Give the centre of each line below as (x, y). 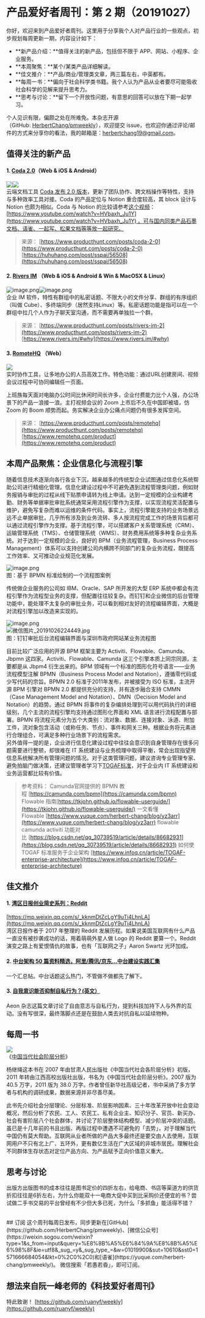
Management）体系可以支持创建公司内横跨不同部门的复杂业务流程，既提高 (100, 548)
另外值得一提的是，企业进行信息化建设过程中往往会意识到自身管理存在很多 (100, 743)
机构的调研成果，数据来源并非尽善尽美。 (68, 1092)
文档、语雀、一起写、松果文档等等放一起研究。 (65, 228)
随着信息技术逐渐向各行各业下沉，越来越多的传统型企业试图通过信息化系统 (100, 479)
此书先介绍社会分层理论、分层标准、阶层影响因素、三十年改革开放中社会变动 (103, 1105)
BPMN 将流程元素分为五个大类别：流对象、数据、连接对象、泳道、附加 (106, 719)
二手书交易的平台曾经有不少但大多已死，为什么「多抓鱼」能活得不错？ (105, 1203)
